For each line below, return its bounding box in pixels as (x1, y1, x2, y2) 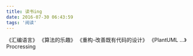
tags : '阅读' (6, 19, 37, 25)
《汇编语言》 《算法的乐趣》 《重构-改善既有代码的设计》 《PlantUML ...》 (6, 37, 187, 44)
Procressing (6, 43, 36, 50)
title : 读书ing (6, 8, 42, 15)
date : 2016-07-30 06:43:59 (6, 14, 73, 20)
